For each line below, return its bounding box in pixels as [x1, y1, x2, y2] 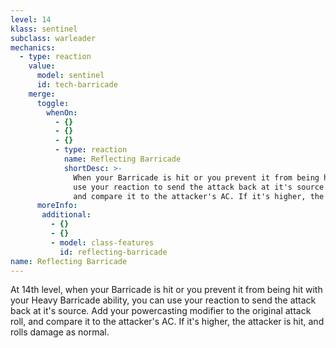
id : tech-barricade [36, 80, 118, 90]
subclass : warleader [10, 33, 97, 43]
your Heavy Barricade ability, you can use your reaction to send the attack [10, 294, 317, 306]
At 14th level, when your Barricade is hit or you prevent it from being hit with [10, 284, 323, 296]
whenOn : [46, 107, 78, 118]
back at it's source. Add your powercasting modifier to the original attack [10, 305, 312, 317]
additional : [41, 210, 92, 220]
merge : [28, 89, 56, 99]
